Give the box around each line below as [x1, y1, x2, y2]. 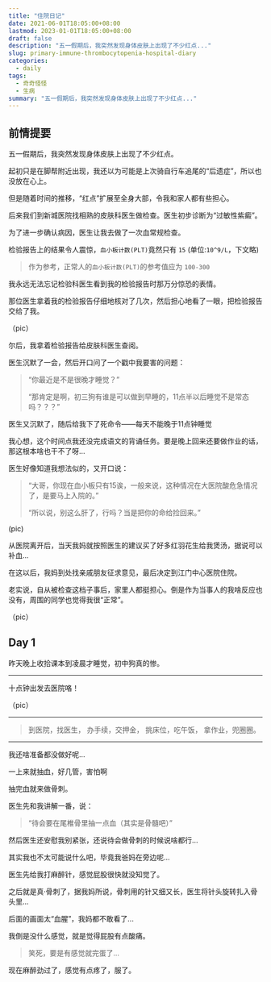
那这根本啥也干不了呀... [8, 447, 86, 456]
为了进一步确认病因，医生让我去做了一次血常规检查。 [8, 227, 186, 238]
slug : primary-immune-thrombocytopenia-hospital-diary [8, 49, 197, 57]
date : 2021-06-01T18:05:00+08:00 [8, 19, 121, 27]
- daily [15, 64, 42, 73]
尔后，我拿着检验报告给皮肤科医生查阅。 [8, 340, 143, 351]
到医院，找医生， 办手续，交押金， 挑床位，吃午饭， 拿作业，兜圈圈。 [27, 725, 261, 734]
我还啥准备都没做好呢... [8, 749, 86, 759]
